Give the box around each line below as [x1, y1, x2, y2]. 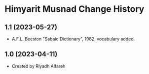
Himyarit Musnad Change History [4, 3, 145, 15]
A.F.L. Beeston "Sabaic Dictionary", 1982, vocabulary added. [11, 36, 135, 42]
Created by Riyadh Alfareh [11, 63, 66, 69]
